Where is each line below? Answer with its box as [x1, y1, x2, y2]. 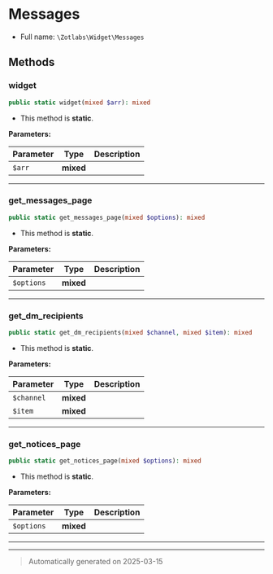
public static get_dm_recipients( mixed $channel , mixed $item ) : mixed [8, 328, 253, 336]
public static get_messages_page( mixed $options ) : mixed [8, 213, 206, 221]
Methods [8, 55, 55, 69]
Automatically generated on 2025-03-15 [28, 557, 163, 567]
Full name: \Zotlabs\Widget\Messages [19, 32, 145, 42]
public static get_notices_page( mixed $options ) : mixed [8, 457, 201, 465]
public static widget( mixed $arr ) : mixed [8, 99, 151, 107]
